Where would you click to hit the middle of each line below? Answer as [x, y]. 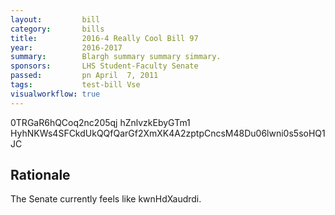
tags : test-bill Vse [75, 85]
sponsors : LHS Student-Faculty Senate [104, 66]
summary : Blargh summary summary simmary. [116, 57]
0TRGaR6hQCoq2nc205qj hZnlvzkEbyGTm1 [100, 122]
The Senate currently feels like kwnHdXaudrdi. [106, 199]
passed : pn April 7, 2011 [84, 76]
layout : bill [55, 19]
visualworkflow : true [55, 94]
